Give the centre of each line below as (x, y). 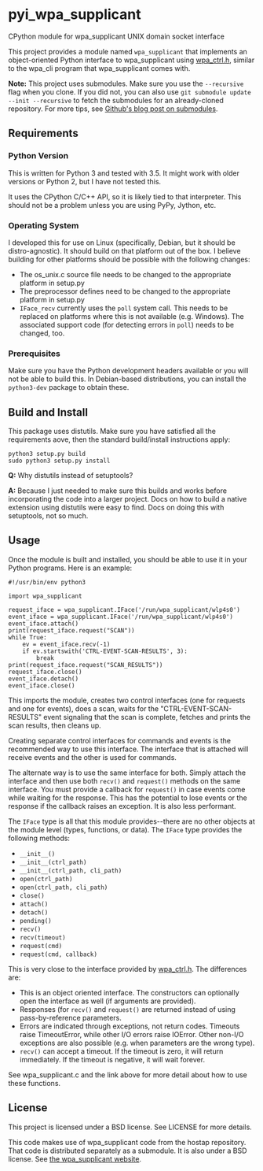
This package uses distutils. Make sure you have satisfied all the (112, 432)
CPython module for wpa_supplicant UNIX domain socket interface (117, 36)
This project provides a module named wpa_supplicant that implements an (128, 51)
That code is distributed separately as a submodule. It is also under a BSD (128, 1151)
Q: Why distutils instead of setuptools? (71, 476)
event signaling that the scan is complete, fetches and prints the (147, 717)
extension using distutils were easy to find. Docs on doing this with (116, 508)
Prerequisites (34, 354)
